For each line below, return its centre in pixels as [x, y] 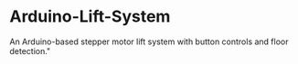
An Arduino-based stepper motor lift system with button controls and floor [149, 41]
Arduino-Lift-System [90, 17]
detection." [30, 50]
